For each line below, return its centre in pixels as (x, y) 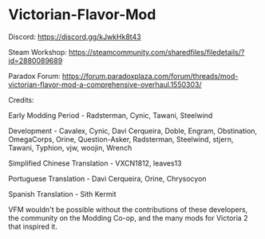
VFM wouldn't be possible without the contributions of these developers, (128, 210)
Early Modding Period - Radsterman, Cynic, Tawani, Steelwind (111, 115)
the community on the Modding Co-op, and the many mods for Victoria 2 (128, 217)
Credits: (21, 100)
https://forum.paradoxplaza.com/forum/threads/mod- (150, 76)
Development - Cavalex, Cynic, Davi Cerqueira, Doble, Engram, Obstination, (133, 131)
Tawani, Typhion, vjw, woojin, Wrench (70, 147)
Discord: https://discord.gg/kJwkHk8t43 (75, 37)
